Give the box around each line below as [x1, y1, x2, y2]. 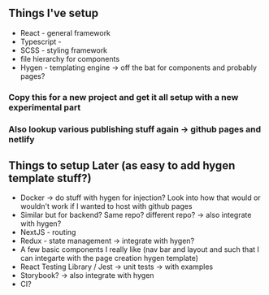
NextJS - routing [20, 228, 76, 237]
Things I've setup [8, 7, 99, 20]
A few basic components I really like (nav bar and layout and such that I [20, 245, 260, 254]
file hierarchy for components [20, 54, 120, 63]
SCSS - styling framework [20, 45, 108, 55]
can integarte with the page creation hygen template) [20, 254, 199, 263]
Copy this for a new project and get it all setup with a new [8, 91, 239, 102]
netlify [8, 133, 35, 145]
